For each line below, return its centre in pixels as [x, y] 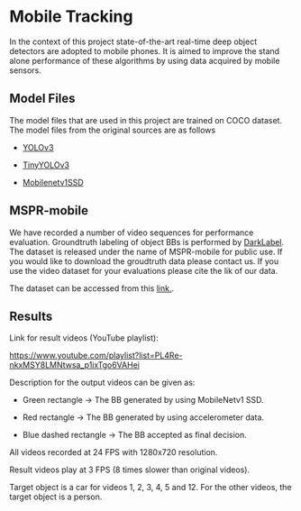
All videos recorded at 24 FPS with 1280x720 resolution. [114, 452]
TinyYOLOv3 [46, 165]
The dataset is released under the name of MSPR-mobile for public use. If [146, 251]
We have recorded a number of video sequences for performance [132, 233]
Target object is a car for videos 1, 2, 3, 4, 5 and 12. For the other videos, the [150, 488]
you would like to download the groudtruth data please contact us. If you [144, 261]
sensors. [26, 70]
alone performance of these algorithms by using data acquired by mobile [145, 60]
